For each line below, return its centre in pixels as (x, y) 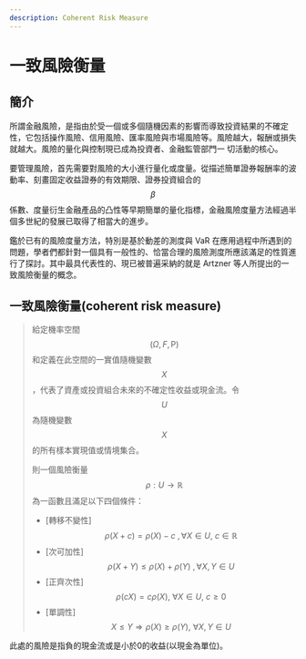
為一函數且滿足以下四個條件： (87, 501)
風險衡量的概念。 (49, 274)
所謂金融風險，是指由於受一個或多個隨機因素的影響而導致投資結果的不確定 (149, 126)
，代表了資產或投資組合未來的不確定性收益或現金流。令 (135, 390)
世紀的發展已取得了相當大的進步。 (89, 221)
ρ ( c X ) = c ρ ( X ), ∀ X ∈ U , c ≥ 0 (171, 597)
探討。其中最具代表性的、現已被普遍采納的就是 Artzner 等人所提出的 (153, 263)
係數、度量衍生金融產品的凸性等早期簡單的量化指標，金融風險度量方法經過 (149, 210)
